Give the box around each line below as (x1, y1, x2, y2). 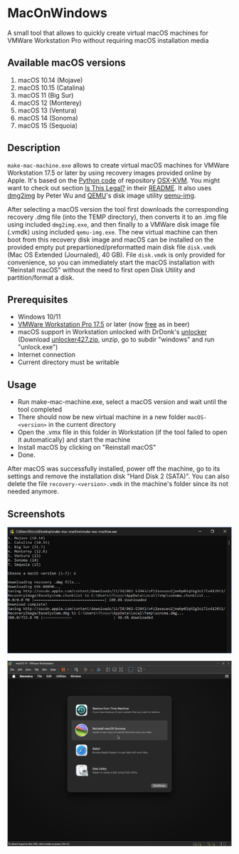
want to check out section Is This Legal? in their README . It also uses (7, 183, 212, 192)
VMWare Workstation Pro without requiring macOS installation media (7, 36, 209, 44)
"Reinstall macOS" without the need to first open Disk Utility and (7, 265, 196, 274)
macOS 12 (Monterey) (17, 98, 82, 107)
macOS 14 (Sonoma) (17, 113, 78, 122)
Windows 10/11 (17, 312, 61, 321)
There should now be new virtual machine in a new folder (17, 413, 186, 421)
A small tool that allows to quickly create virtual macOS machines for (7, 29, 208, 37)
